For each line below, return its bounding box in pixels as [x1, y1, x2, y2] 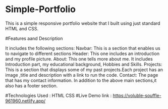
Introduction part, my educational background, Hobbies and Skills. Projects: [5, 61, 162, 67]
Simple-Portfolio [5, 4, 76, 15]
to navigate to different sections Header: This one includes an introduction [5, 50, 160, 57]
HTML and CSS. [5, 25, 39, 31]
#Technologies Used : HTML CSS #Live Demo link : [5, 92, 112, 98]
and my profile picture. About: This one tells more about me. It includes [5, 56, 153, 62]
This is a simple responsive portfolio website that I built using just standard [5, 20, 160, 26]
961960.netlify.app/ [5, 97, 46, 104]
